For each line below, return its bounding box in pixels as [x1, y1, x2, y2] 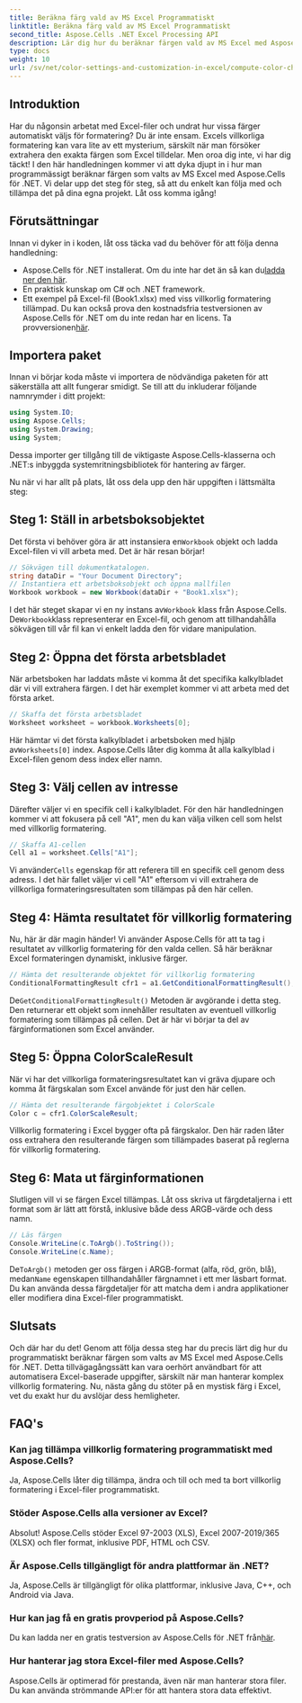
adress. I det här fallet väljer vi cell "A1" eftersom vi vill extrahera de [9, 874, 259, 885]
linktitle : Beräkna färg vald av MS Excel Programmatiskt [9, 22, 231, 31]
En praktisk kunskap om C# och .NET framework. [22, 283, 205, 294]
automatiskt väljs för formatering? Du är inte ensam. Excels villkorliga [9, 130, 265, 140]
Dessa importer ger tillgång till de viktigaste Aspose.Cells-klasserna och [9, 449, 276, 460]
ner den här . [22, 273, 67, 284]
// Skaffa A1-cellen [9, 840, 87, 849]
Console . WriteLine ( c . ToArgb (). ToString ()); [9, 1239, 175, 1249]
